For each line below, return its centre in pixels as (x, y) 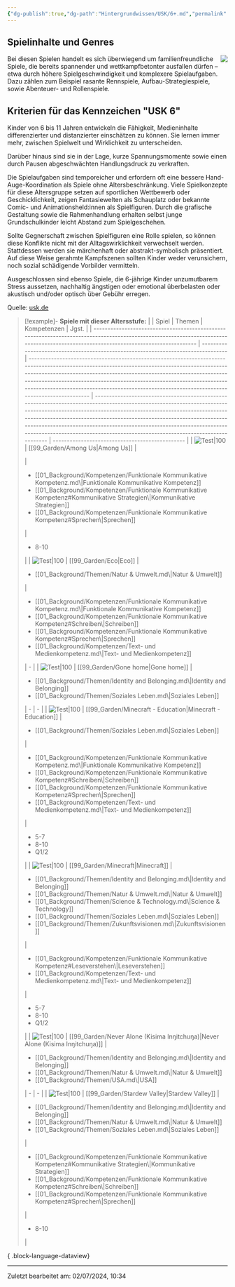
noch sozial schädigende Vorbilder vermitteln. (73, 266)
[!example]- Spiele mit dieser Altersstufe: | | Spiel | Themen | (113, 321)
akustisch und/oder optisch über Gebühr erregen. (79, 294)
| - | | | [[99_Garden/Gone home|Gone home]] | (108, 667)
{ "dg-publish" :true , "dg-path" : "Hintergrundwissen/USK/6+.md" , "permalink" (117, 14)
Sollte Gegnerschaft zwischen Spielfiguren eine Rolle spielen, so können (112, 236)
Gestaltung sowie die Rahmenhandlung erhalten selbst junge (95, 215)
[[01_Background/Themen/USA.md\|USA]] (96, 1080)
